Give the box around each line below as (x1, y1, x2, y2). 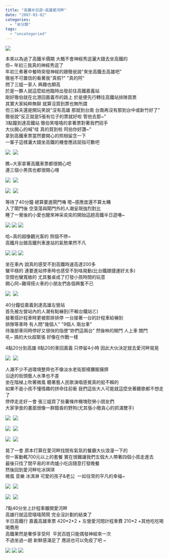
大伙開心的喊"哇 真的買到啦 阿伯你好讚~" (5, 126, 92, 132)
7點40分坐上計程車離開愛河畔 (5, 505, 68, 511)
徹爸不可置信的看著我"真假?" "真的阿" (5, 75, 85, 81)
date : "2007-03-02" (5, 12, 47, 17)
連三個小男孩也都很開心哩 (5, 167, 59, 173)
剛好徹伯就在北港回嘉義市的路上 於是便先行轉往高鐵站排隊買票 (5, 94, 137, 100)
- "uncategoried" (10, 31, 47, 36)
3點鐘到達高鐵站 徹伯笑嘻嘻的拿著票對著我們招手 (5, 120, 109, 126)
